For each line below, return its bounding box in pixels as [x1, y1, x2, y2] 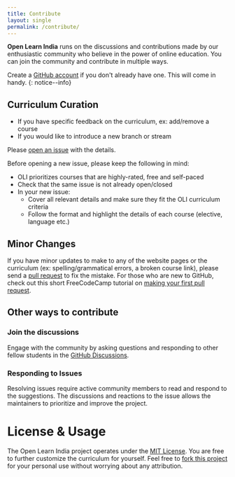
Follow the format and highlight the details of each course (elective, [27, 210, 222, 219]
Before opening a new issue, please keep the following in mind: [7, 159, 190, 168]
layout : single [7, 17, 52, 24]
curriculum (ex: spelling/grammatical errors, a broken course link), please [7, 264, 219, 272]
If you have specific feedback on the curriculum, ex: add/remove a [17, 117, 210, 126]
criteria [27, 202, 49, 211]
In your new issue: [17, 188, 71, 196]
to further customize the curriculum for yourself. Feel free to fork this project [7, 454, 228, 462]
